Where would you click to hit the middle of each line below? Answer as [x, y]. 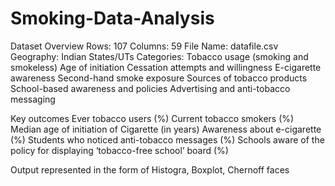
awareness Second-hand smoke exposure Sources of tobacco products [159, 78]
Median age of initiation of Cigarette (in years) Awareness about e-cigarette [166, 129]
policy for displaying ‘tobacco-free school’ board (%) [119, 150]
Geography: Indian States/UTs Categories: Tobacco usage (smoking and [159, 56]
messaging [33, 99]
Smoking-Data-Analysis [112, 18]
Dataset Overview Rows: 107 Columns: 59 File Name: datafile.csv [144, 46]
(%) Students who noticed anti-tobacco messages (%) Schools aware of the [167, 139]
